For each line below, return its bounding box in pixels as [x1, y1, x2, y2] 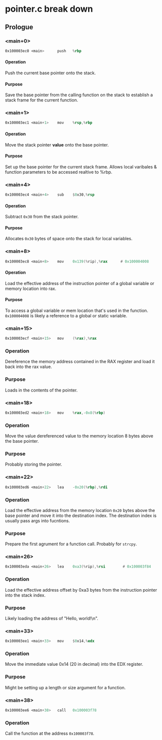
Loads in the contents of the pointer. [5, 387, 78, 393]
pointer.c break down [5, 3, 93, 15]
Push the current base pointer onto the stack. [5, 70, 96, 76]
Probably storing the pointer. [5, 461, 62, 467]
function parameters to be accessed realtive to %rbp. [5, 169, 113, 175]
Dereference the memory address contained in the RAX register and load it [5, 359, 155, 365]
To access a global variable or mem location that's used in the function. [5, 308, 148, 313]
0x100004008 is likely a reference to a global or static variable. [5, 312, 127, 318]
